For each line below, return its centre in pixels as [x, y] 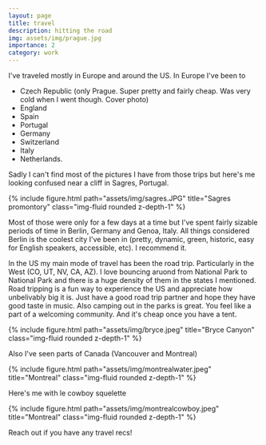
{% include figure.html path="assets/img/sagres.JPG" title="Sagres [120, 198]
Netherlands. [41, 159]
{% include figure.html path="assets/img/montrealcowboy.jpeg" [114, 409]
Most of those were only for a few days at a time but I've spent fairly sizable [133, 222]
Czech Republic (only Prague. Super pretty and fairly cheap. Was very [135, 91]
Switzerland [40, 142]
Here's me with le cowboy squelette [67, 393]
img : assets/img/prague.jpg [55, 38]
